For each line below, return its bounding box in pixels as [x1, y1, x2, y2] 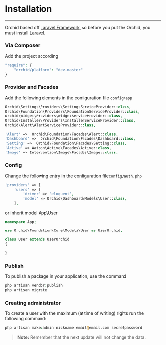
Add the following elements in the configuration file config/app [5, 95, 132, 101]
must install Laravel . [5, 30, 46, 36]
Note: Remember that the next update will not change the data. [17, 334, 146, 340]
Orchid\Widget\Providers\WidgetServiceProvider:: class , [5, 114, 123, 118]
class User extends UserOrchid [5, 237, 70, 242]
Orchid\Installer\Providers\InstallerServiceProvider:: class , [5, 118, 136, 123]
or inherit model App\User [5, 210, 58, 216]
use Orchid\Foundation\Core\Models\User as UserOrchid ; [5, 228, 123, 233]
